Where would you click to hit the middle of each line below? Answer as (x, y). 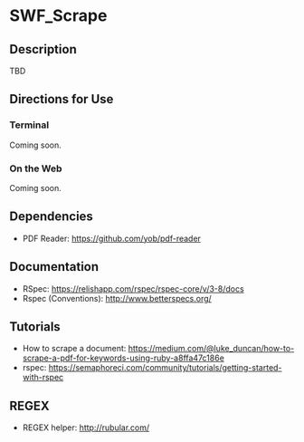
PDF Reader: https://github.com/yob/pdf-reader (112, 238)
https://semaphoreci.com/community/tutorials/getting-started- (165, 368)
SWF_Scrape (58, 16)
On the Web (36, 168)
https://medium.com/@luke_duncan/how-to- (211, 349)
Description (43, 49)
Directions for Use (62, 99)
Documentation (54, 267)
